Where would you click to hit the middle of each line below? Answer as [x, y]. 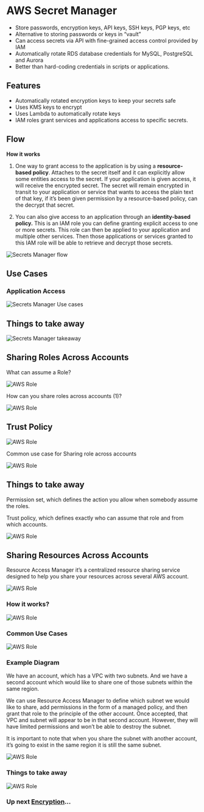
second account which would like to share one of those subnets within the [100, 682]
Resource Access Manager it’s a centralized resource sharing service [93, 570]
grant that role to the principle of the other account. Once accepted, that [97, 714]
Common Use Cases [37, 633]
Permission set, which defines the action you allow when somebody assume [102, 500]
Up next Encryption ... [39, 802]
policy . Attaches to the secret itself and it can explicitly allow [109, 172]
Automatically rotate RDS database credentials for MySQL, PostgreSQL [104, 53]
